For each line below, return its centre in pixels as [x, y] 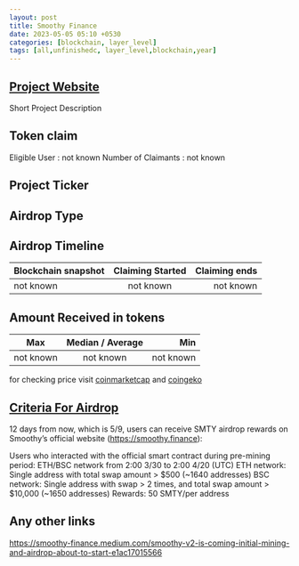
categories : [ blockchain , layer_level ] [83, 42]
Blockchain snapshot [59, 271]
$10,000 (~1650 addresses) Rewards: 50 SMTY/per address [119, 493]
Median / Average [105, 343]
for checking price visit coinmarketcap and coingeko [106, 380]
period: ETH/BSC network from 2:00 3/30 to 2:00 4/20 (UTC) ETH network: [148, 465]
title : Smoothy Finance [53, 26]
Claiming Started [150, 271]
